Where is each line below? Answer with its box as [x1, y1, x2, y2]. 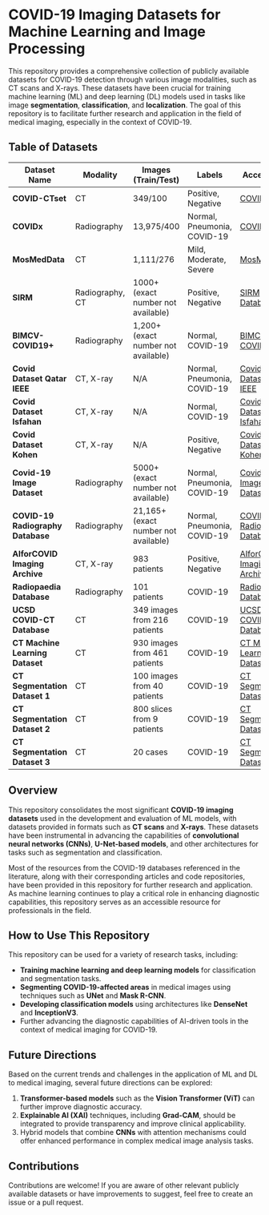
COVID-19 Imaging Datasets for [8, 6, 221, 24]
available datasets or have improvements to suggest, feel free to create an [8, 1189, 254, 1198]
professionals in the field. [8, 905, 92, 915]
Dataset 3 [12, 756, 50, 767]
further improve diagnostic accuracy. [19, 1102, 143, 1112]
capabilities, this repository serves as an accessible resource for [8, 897, 221, 907]
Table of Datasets [8, 140, 98, 154]
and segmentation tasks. [19, 974, 102, 984]
